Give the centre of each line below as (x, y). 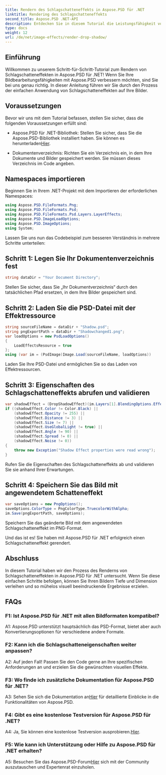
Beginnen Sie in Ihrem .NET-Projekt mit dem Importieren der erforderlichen (81, 191)
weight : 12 (16, 33)
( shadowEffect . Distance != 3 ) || (48, 418)
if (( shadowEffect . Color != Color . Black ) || (52, 409)
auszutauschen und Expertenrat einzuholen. (50, 767)
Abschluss (22, 558)
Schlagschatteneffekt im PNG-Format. (44, 528)
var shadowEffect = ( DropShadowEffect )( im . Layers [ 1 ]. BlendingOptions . (79, 404)
